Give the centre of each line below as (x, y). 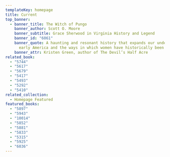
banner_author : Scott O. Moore (47, 29)
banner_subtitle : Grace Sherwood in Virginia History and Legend (85, 33)
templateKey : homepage (29, 10)
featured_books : (22, 104)
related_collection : (27, 95)
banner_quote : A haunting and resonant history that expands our (85, 43)
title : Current (21, 15)
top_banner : (18, 19)
